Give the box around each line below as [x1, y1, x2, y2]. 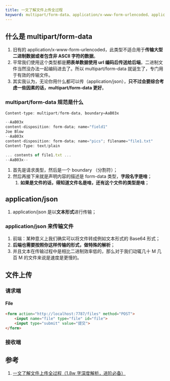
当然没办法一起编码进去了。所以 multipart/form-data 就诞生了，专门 [17, 66, 159, 72]
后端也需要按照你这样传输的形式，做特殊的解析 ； [12, 242, 115, 248]
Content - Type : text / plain [5, 143, 60, 148]
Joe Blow [5, 129, 24, 135]
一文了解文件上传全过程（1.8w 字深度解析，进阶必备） [12, 370, 126, 376]
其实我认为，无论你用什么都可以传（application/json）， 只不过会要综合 [12, 78, 160, 84]
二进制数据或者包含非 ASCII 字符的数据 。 [12, 53, 98, 59]
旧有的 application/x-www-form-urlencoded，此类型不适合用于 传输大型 [12, 47, 163, 53]
